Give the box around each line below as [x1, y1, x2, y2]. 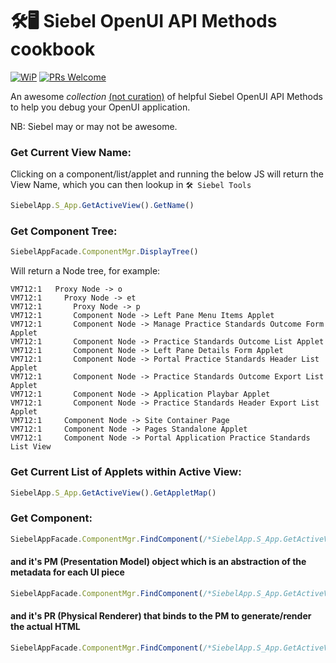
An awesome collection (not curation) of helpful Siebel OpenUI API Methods [10, 90, 323, 102]
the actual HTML [10, 621, 81, 633]
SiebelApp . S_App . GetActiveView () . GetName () [10, 201, 195, 211]
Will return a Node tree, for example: [10, 265, 161, 277]
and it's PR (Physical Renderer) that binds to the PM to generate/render [10, 610, 312, 622]
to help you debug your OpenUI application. [10, 101, 191, 113]
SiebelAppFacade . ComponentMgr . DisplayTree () [10, 247, 199, 257]
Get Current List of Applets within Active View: [10, 465, 242, 479]
